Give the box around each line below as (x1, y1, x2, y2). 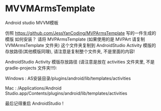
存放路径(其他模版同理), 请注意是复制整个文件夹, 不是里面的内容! (5, 48, 135, 54)
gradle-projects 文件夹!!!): (5, 65, 57, 71)
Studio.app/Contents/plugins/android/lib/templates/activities (5, 90, 128, 96)
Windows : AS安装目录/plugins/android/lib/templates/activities (5, 75, 131, 81)
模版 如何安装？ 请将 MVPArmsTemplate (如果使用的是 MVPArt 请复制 (5, 36, 145, 42)
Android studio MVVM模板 (5, 20, 59, 25)
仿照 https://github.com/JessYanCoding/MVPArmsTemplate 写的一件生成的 (5, 30, 156, 36)
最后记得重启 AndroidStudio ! (5, 100, 64, 106)
